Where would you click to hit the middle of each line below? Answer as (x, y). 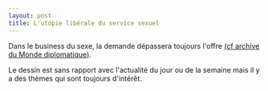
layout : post (30, 16)
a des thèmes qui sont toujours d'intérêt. (75, 78)
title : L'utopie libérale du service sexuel (84, 23)
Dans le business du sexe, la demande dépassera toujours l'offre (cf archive (134, 45)
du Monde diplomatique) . (50, 54)
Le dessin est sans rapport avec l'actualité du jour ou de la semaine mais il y (134, 69)
